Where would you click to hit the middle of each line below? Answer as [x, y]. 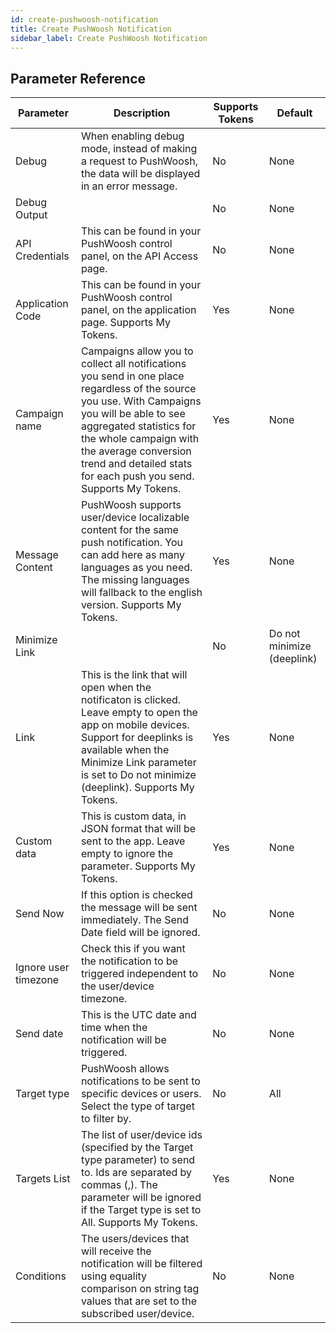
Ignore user [42, 968]
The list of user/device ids [141, 1135]
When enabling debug [132, 136]
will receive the [116, 1251]
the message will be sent [139, 908]
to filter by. [106, 1119]
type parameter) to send [138, 1160]
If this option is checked [136, 895]
